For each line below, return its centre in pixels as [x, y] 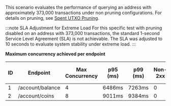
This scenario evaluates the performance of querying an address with [78, 7]
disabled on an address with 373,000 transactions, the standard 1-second [83, 33]
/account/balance [39, 87]
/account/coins [36, 96]
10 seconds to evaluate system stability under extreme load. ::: [71, 44]
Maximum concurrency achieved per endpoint [55, 54]
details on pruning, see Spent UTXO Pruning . [52, 18]
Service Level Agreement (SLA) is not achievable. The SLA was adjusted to [84, 39]
